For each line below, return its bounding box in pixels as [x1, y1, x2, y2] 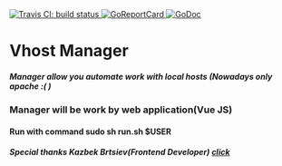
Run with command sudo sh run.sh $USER [9, 126, 172, 137]
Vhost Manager [9, 41, 129, 62]
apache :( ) [9, 81, 52, 92]
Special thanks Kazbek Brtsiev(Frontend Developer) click [9, 147, 230, 158]
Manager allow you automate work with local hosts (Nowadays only [9, 71, 273, 82]
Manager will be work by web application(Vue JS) [9, 103, 233, 116]
